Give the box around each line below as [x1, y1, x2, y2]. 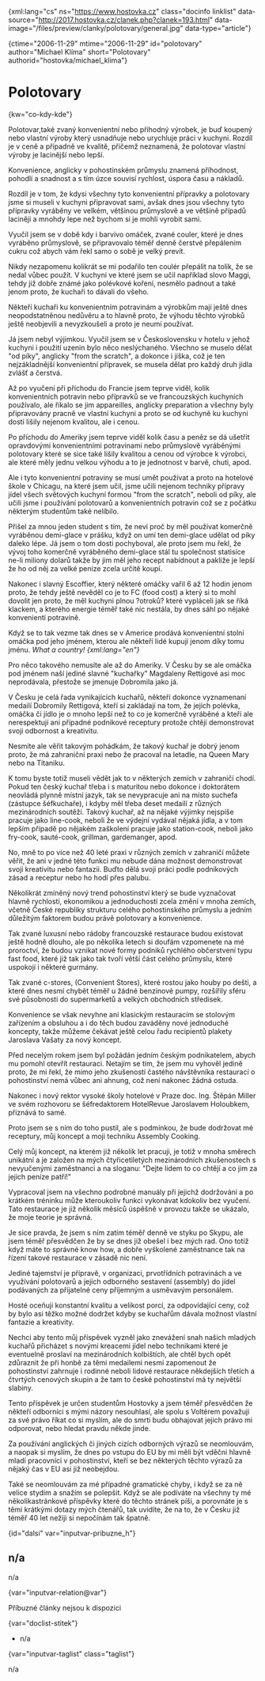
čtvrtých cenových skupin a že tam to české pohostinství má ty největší [8, 1374, 241, 1384]
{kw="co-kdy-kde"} [8, 109, 73, 119]
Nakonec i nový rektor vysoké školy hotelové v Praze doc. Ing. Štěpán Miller [8, 1091, 256, 1100]
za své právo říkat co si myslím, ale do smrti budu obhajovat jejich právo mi [8, 1415, 253, 1425]
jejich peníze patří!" [8, 1172, 72, 1181]
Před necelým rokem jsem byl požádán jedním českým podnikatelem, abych [8, 1050, 256, 1059]
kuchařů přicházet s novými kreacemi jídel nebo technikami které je [8, 1341, 228, 1350]
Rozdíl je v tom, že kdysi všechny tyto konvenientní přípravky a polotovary [8, 189, 250, 199]
